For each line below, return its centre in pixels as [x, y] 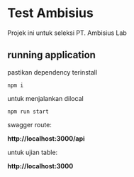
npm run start [28, 112]
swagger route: [29, 124]
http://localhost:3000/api [46, 138]
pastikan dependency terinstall [52, 72]
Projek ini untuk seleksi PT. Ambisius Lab [67, 33]
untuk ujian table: [33, 152]
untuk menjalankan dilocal [45, 98]
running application [51, 55]
